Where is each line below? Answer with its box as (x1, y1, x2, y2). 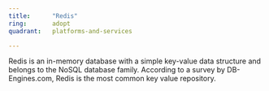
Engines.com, (8, 74, 54, 84)
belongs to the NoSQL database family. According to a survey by (8, 65, 226, 75)
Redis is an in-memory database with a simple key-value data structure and (8, 56, 262, 66)
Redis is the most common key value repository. (55, 74, 217, 84)
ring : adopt (8, 19, 71, 28)
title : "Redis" (8, 11, 79, 20)
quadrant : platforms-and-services (8, 27, 132, 35)
